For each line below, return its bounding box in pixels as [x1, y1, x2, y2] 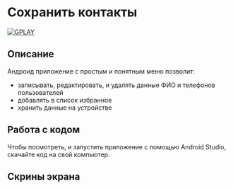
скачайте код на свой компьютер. [7, 150, 111, 159]
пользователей [17, 88, 64, 96]
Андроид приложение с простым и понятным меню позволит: [7, 67, 196, 75]
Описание [7, 48, 54, 60]
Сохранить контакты [7, 4, 138, 21]
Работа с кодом [7, 124, 80, 136]
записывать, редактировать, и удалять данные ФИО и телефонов [17, 81, 215, 89]
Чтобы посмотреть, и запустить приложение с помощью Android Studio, [7, 142, 227, 151]
